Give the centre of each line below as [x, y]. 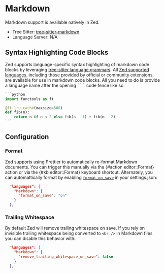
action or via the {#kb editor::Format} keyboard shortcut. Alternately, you [79, 172]
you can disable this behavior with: [40, 239]
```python [15, 94]
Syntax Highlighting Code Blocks [57, 52]
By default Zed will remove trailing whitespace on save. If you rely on [75, 228]
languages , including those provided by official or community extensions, [80, 75]
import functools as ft [30, 99]
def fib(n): [17, 112]
